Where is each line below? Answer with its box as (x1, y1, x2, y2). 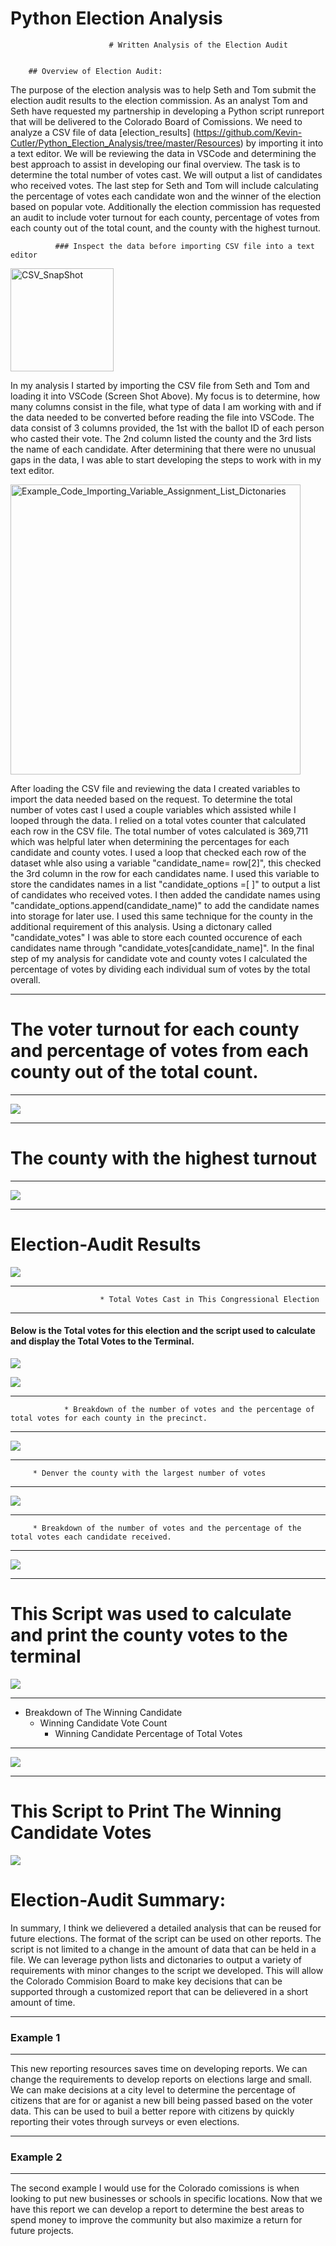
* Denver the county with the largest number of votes (32, 1468, 267, 1478)
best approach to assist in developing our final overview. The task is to (10, 158, 301, 170)
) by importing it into (239, 137, 324, 149)
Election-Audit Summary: (10, 1889, 226, 1912)
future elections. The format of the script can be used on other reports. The (10, 1932, 322, 1944)
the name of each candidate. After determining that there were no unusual (10, 443, 316, 455)
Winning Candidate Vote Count (39, 1717, 168, 1729)
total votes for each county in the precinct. (10, 1413, 208, 1423)
